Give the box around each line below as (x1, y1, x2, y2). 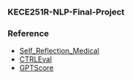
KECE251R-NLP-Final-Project (7, 6, 125, 18)
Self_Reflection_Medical (19, 46, 100, 56)
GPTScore (19, 63, 54, 73)
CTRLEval (19, 54, 52, 64)
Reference (7, 27, 49, 38)
